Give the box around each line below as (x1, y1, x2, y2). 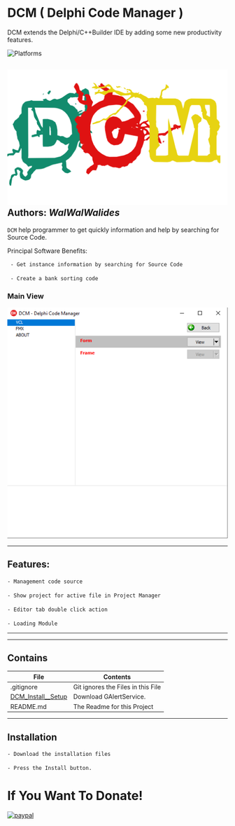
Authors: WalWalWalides (7, 207, 120, 219)
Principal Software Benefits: (7, 247, 87, 255)
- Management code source (7, 578, 83, 585)
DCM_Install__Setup (10, 692, 68, 701)
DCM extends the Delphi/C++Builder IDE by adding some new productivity (7, 28, 222, 36)
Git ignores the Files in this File (73, 683, 162, 691)
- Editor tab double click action (7, 606, 108, 613)
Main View (7, 291, 44, 301)
